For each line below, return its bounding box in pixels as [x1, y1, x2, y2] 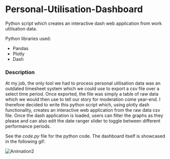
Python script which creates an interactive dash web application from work [5, 20, 162, 26]
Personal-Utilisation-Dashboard [5, 4, 143, 15]
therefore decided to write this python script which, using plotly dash [5, 102, 150, 108]
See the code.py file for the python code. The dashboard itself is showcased [5, 133, 165, 139]
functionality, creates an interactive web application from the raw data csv [5, 107, 161, 113]
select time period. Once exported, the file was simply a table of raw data [5, 91, 159, 97]
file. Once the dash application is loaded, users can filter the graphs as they [5, 112, 163, 118]
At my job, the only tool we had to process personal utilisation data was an [5, 80, 161, 87]
